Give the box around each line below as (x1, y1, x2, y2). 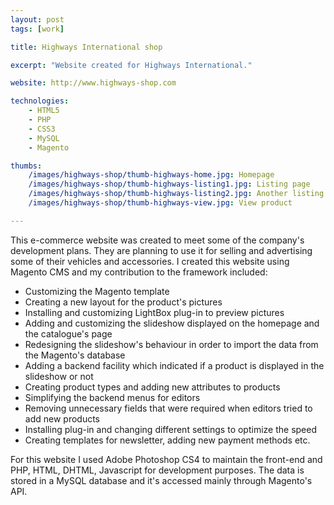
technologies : (10, 96, 70, 106)
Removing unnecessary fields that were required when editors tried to (24, 402, 313, 414)
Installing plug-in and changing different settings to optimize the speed (24, 423, 318, 435)
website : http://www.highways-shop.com (10, 78, 177, 88)
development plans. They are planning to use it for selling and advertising (10, 244, 313, 256)
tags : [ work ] (10, 24, 65, 34)
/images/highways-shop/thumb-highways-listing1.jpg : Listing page (28, 179, 311, 190)
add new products (24, 412, 101, 425)
